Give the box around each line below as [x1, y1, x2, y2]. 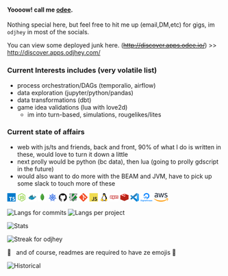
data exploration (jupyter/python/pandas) [16, 88, 134, 97]
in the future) [16, 164, 54, 173]
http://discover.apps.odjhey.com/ [7, 49, 101, 57]
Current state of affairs [7, 127, 85, 137]
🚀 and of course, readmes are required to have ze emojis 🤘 [7, 248, 177, 256]
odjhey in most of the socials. [7, 28, 90, 36]
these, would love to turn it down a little [16, 150, 129, 158]
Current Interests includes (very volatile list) [7, 66, 157, 75]
